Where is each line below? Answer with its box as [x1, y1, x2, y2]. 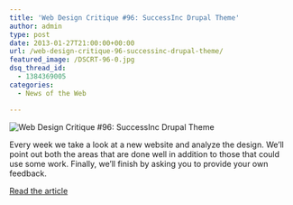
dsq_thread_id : [9, 64, 67, 73]
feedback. [9, 168, 47, 179]
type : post [9, 30, 50, 39]
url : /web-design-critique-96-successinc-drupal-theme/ [9, 47, 224, 56]
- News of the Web [17, 89, 87, 98]
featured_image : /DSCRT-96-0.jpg [9, 55, 135, 64]
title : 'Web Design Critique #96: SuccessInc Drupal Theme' [9, 13, 241, 23]
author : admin [9, 22, 63, 31]
